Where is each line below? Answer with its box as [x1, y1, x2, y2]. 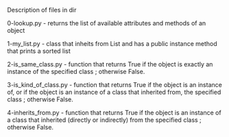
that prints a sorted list [7, 47, 71, 55]
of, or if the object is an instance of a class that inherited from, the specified [7, 88, 221, 96]
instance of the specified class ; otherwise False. [7, 68, 145, 75]
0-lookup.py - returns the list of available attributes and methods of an [7, 19, 206, 27]
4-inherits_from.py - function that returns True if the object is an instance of [7, 109, 221, 116]
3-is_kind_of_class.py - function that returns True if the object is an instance [7, 81, 223, 88]
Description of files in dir [7, 6, 77, 14]
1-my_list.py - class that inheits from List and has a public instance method [7, 40, 217, 47]
